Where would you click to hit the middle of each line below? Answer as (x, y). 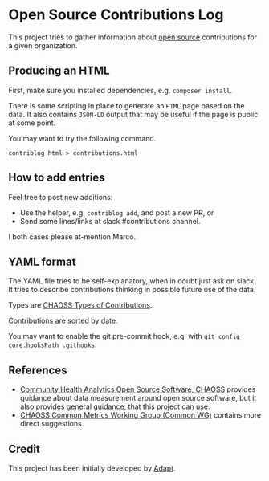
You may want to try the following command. (82, 138)
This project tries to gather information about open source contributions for (132, 37)
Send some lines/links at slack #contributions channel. (110, 221)
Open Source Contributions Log (116, 15)
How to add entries (57, 178)
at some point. (32, 123)
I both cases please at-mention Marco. (72, 236)
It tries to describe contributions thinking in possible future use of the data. (132, 290)
